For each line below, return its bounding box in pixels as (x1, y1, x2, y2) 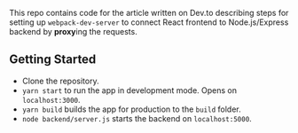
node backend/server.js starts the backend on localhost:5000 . (21, 113, 253, 123)
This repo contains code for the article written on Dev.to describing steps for (9, 8, 289, 18)
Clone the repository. (21, 75, 99, 86)
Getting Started (9, 52, 97, 67)
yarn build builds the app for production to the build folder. (21, 104, 241, 114)
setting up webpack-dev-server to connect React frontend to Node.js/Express (9, 17, 289, 27)
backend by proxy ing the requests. (9, 27, 137, 36)
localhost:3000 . (21, 94, 82, 105)
